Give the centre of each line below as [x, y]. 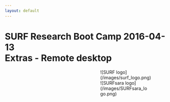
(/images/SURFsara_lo [124, 88]
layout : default [22, 11]
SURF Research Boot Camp [63, 36]
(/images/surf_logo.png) [126, 77]
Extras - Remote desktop [58, 58]
